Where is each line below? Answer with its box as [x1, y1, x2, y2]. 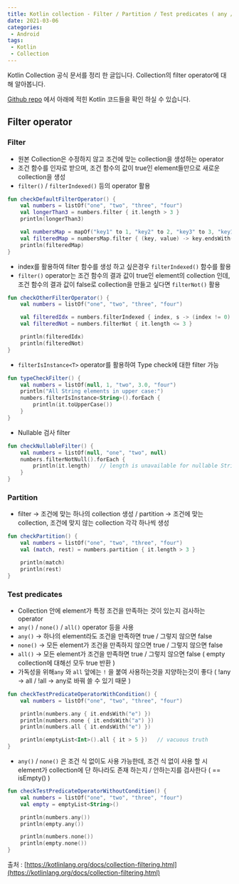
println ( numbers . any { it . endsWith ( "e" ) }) [20, 710, 152, 718]
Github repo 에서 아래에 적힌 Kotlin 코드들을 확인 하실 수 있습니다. [7, 94, 191, 104]
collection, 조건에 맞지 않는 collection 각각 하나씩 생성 [17, 518, 169, 527]
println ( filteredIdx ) [20, 333, 84, 341]
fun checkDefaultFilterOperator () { [7, 196, 116, 203]
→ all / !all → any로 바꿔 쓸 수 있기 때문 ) [17, 676, 132, 685]
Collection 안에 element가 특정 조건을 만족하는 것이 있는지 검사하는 [17, 606, 206, 615]
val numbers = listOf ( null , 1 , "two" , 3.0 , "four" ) [20, 381, 176, 388]
